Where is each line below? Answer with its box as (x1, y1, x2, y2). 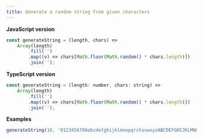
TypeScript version (6, 71, 56, 77)
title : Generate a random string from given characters (6, 8, 150, 15)
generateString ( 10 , (6, 128, 56, 134)
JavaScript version (6, 25, 55, 33)
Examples (6, 115, 32, 123)
